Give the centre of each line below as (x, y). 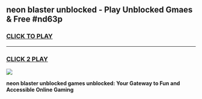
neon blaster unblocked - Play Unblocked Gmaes (99, 10)
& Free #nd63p (35, 19)
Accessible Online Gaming (40, 89)
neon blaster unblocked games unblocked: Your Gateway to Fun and (93, 83)
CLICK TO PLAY (29, 37)
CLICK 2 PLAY (27, 59)
